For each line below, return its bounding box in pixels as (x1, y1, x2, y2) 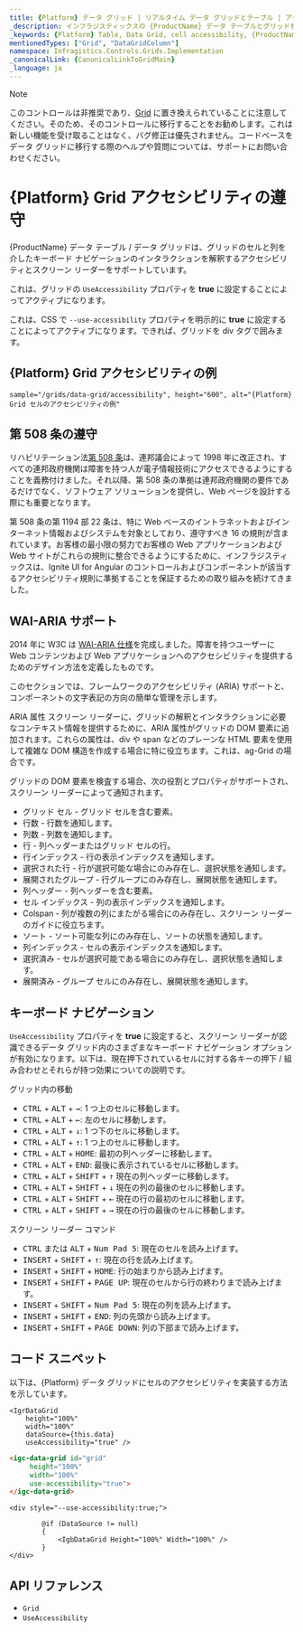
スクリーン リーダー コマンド (9, 1224, 117, 1235)
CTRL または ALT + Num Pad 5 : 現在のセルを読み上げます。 (22, 1243, 243, 1254)
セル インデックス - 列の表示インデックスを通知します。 (22, 897, 230, 908)
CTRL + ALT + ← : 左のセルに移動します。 (22, 1114, 171, 1126)
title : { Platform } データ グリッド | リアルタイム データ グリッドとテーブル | (9, 13, 282, 23)
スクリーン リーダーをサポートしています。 (32, 264, 192, 275)
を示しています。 (9, 1388, 72, 1399)
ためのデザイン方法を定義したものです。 (9, 662, 160, 673)
